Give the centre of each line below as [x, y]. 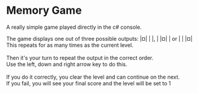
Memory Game [44, 10]
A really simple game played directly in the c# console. [74, 27]
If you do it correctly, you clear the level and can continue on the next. [93, 77]
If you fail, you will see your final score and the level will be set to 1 [89, 83]
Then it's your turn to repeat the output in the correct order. [80, 58]
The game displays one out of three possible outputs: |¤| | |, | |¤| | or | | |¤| [99, 38]
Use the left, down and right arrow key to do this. [67, 64]
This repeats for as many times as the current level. [70, 45]
